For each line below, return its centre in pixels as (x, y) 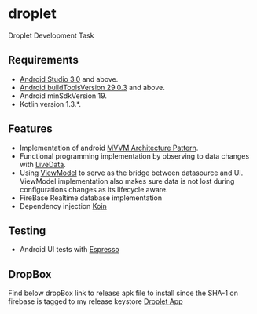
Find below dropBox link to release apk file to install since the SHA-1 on (123, 293)
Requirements (43, 60)
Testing (27, 230)
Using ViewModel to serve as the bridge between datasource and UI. (131, 173)
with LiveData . (43, 164)
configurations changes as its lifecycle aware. (94, 189)
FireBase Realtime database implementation (91, 198)
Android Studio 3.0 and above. (69, 78)
